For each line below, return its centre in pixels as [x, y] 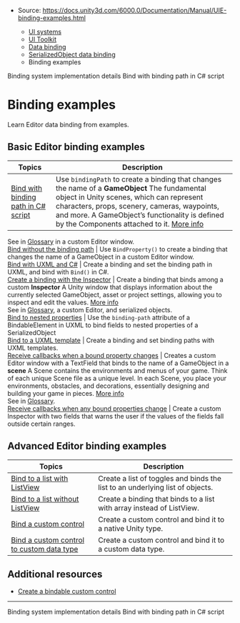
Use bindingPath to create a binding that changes [139, 179]
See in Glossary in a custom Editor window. [71, 241]
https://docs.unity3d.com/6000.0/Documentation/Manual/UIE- [135, 10]
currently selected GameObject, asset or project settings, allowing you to [115, 294]
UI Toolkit [42, 39]
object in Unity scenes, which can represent [130, 197]
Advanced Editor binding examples [87, 446]
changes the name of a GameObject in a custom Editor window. [101, 256]
